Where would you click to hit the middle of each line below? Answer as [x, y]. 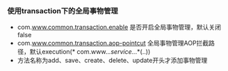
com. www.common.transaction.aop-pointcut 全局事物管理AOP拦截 [113, 43]
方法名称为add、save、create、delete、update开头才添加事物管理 [112, 61]
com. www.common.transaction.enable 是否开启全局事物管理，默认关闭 [119, 27]
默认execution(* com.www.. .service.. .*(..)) [90, 52]
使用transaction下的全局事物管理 [63, 10]
